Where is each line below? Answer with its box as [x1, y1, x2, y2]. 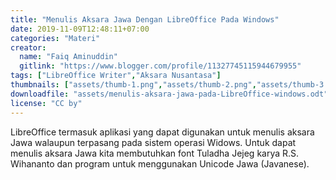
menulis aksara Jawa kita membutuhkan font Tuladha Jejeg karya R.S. [10, 147, 300, 159]
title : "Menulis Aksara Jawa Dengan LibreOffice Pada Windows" [10, 14, 280, 25]
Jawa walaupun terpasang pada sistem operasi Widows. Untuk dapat [10, 136, 297, 148]
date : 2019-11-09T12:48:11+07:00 [10, 24, 150, 34]
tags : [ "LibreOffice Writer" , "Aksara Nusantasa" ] [10, 71, 222, 81]
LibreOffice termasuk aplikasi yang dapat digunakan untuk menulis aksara [10, 126, 315, 138]
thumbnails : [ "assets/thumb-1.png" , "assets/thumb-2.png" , [10, 80, 257, 90]
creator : [10, 42, 47, 53]
